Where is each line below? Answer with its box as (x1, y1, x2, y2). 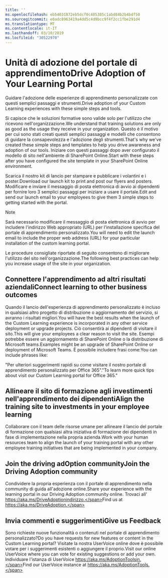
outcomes (5, 291, 38, 299)
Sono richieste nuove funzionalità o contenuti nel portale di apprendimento (5, 530, 159, 536)
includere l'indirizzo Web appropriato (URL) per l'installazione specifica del (5, 224, 160, 230)
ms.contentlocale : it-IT (5, 26, 57, 31)
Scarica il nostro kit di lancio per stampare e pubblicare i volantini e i (5, 172, 146, 178)
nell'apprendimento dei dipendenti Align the (5, 395, 144, 404)
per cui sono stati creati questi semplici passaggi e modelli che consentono (5, 131, 161, 137)
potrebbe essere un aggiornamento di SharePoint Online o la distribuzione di (5, 336, 163, 342)
